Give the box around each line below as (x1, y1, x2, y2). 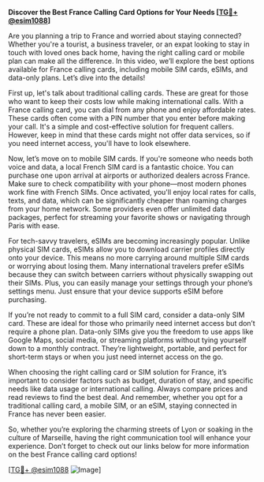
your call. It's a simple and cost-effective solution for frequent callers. (8, 122, 234, 131)
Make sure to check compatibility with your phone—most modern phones (8, 179, 247, 189)
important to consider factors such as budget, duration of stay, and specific (8, 376, 254, 385)
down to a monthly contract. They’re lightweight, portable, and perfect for (8, 344, 247, 353)
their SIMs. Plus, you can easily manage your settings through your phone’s (8, 278, 253, 287)
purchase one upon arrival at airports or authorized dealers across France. (8, 170, 251, 180)
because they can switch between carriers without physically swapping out (8, 270, 254, 279)
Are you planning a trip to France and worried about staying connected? (8, 32, 242, 40)
